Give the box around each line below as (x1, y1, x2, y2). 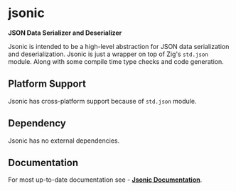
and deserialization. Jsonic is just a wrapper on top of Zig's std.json (8, 50, 209, 58)
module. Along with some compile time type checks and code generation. (8, 57, 225, 65)
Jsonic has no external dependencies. (8, 136, 120, 145)
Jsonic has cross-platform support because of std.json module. (8, 97, 197, 105)
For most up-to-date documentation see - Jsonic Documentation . (8, 175, 203, 184)
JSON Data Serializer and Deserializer (8, 28, 122, 37)
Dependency (8, 117, 66, 129)
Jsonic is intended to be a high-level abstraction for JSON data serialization (8, 42, 230, 50)
